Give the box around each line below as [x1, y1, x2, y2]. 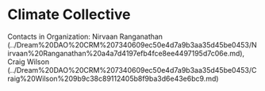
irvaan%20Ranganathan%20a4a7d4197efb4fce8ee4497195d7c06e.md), [7, 48, 245, 58]
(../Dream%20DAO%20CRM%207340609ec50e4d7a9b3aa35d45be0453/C [7, 65, 257, 74]
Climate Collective [7, 6, 132, 24]
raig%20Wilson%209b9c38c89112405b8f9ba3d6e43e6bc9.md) [7, 74, 219, 83]
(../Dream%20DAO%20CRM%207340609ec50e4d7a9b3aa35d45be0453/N [7, 40, 257, 49]
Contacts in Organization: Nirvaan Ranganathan [7, 32, 163, 41]
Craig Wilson [7, 57, 49, 66]
